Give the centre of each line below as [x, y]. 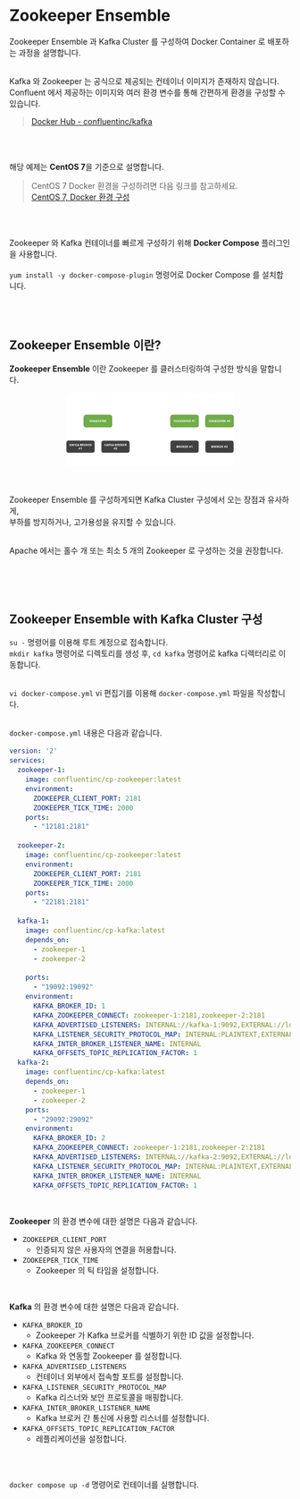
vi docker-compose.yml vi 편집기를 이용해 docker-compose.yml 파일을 [132, 694]
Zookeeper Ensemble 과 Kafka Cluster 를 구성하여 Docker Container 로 [137, 41]
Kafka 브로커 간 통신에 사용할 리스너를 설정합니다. [122, 1418]
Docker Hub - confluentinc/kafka [92, 121]
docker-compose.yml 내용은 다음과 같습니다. [86, 733]
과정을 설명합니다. [50, 52]
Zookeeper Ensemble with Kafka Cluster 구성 [136, 620]
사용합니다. [38, 254]
